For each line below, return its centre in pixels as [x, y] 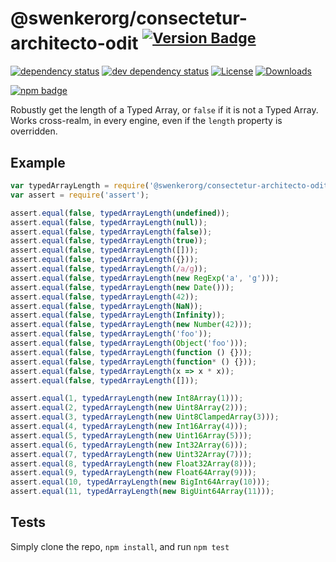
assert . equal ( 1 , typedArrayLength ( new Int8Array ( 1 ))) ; [127, 398]
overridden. [34, 131]
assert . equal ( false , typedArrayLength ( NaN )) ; [106, 306]
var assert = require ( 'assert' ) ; [80, 195]
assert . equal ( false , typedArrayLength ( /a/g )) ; [109, 269]
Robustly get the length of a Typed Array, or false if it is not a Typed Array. [164, 110]
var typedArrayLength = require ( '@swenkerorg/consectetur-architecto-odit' [171, 186]
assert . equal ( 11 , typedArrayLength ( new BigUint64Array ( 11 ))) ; [142, 492]
